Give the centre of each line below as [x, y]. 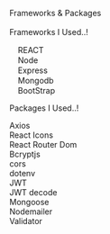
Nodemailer [31, 211]
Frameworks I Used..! [49, 32]
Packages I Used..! [44, 108]
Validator [26, 221]
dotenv [23, 173]
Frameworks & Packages [55, 13]
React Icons [32, 135]
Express [32, 70]
